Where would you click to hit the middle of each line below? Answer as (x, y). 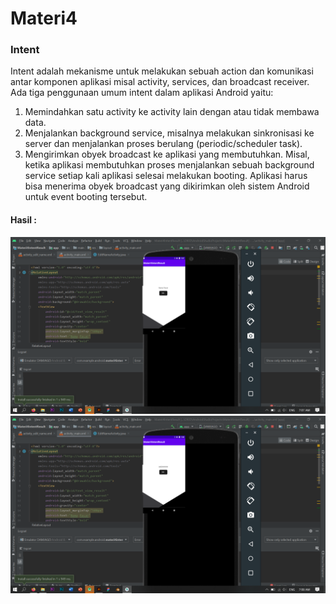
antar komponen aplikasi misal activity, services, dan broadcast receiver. (160, 82)
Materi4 (44, 18)
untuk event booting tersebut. (86, 197)
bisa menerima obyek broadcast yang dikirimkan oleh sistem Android (167, 186)
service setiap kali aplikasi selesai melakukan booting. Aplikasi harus (166, 176)
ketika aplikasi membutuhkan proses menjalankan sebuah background (169, 165)
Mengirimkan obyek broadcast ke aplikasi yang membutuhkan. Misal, (167, 154)
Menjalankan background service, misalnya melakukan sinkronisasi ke (169, 133)
